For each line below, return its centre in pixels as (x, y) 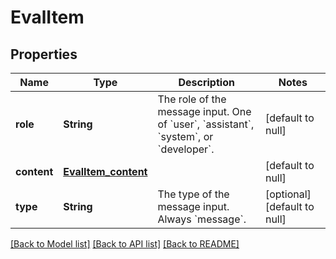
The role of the (192, 99)
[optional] (288, 194)
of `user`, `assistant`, (206, 124)
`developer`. (186, 149)
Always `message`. (202, 219)
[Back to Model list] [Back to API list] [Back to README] (125, 244)
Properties (44, 54)
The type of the (193, 194)
